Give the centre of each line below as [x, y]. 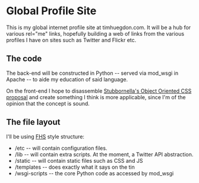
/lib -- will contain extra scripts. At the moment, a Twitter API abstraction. [104, 154]
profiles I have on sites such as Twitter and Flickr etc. [71, 40]
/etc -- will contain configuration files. [61, 148]
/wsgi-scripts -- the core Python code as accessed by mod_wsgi [94, 173]
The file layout [33, 122]
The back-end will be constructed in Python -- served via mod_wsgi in [92, 73]
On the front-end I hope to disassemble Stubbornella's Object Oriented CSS [99, 91]
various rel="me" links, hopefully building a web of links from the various [95, 33]
